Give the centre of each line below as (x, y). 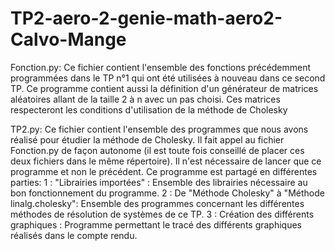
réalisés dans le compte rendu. (74, 235)
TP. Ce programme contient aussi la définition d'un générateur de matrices (164, 88)
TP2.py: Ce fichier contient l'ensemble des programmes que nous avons (159, 129)
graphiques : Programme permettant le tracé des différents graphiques (156, 224)
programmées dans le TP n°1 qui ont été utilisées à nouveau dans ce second (168, 78)
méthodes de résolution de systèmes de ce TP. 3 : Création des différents (162, 214)
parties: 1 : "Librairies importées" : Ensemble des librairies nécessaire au (159, 182)
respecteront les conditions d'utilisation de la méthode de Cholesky (149, 109)
